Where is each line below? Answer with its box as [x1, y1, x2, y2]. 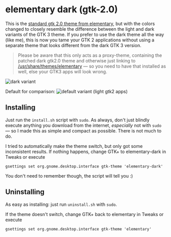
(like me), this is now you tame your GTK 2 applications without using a [5, 37, 155, 43]
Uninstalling [5, 188, 45, 197]
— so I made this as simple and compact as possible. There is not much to [5, 127, 162, 134]
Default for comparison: [5, 88, 55, 94]
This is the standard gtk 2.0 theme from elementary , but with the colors [5, 20, 155, 27]
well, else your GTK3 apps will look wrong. [17, 68, 107, 75]
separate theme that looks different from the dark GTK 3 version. [5, 42, 141, 48]
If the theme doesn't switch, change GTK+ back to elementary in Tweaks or [5, 211, 164, 217]
